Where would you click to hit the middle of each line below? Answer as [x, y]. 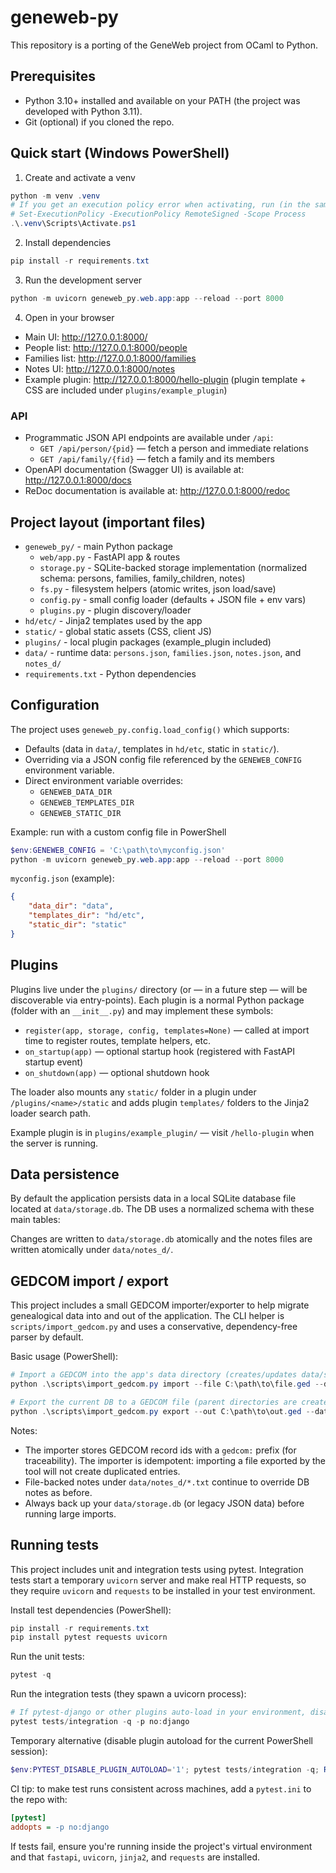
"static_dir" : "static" [78, 925]
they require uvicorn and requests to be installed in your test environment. [163, 1590]
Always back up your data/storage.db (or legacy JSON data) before [164, 1503]
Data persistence [65, 1174]
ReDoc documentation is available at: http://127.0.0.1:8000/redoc [157, 491]
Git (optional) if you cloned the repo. [99, 122]
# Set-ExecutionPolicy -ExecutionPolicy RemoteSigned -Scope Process [158, 214]
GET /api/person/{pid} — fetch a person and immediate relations [174, 448]
